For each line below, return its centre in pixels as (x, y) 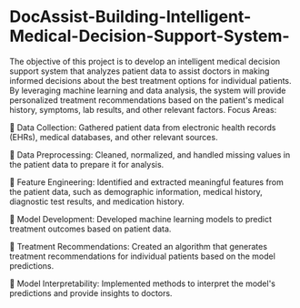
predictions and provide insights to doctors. (91, 293)
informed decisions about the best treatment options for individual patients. (151, 80)
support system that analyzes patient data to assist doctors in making (140, 71)
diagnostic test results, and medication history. (97, 201)
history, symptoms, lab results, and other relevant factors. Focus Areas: (143, 109)
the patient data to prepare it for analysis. (87, 164)
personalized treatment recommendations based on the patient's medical (147, 100)
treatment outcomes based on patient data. (90, 229)
